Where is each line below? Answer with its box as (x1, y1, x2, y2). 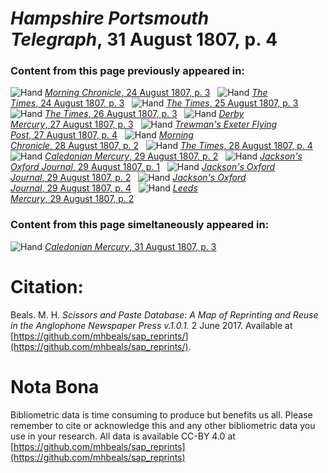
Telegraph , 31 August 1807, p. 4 (10, 28, 278, 51)
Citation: (10, 275, 84, 298)
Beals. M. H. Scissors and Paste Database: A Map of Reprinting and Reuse (10, 308, 319, 321)
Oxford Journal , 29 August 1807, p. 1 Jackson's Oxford (10, 161, 276, 173)
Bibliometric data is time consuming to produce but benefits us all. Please (10, 408, 313, 421)
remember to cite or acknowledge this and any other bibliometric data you (10, 419, 316, 431)
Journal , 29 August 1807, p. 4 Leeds (10, 182, 198, 194)
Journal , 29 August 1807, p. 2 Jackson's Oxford (10, 172, 247, 184)
